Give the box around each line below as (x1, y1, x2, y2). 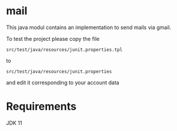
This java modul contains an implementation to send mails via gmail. (6, 24, 172, 31)
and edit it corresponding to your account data (6, 79, 120, 86)
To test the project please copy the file (6, 35, 100, 42)
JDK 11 (6, 119, 22, 126)
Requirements (6, 100, 77, 113)
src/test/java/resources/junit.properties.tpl (6, 46, 123, 53)
